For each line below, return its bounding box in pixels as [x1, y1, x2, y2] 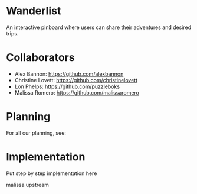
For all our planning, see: [6, 129, 67, 137]
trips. [6, 30, 19, 37]
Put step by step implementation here [6, 170, 97, 177]
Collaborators [6, 51, 75, 64]
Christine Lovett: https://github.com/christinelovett [14, 76, 138, 83]
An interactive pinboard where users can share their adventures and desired [6, 24, 192, 31]
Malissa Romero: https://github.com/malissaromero [14, 89, 140, 96]
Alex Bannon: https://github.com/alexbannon [14, 70, 124, 77]
